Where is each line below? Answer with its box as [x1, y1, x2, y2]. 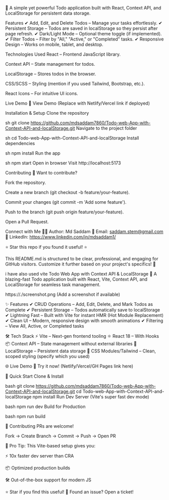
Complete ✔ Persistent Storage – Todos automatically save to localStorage [5, 307, 160, 313]
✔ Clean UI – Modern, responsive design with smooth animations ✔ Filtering [5, 317, 163, 324]
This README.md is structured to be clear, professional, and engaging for [5, 256, 158, 261]
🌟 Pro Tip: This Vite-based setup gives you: [5, 443, 96, 448]
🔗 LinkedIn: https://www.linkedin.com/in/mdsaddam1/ [5, 234, 116, 240]
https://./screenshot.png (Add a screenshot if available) [5, 291, 120, 297]
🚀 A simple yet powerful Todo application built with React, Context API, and [5, 5, 161, 11]
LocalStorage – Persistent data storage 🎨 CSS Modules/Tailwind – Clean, [5, 348, 156, 354]
